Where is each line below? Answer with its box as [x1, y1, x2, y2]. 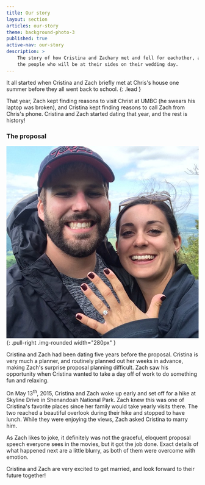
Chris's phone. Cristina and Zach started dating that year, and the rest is [6, 110, 188, 117]
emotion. [6, 453, 29, 461]
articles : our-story [6, 23, 59, 29]
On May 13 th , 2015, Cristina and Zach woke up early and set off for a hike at [6, 388, 196, 397]
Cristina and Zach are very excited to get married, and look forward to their [6, 465, 195, 472]
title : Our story [6, 10, 51, 16]
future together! [6, 472, 46, 479]
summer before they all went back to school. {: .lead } [6, 85, 142, 93]
